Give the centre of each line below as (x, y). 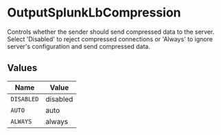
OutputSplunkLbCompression (94, 13)
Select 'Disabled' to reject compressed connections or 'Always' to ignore (110, 39)
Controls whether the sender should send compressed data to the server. (111, 32)
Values (22, 68)
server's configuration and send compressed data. (79, 46)
